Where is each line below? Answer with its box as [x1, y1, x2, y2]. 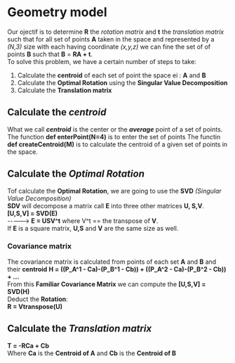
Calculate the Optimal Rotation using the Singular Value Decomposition [17, 78, 228, 87]
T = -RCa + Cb [7, 341, 50, 350]
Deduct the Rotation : [7, 295, 68, 303]
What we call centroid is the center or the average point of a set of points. [7, 125, 223, 134]
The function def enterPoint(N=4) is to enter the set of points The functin [7, 132, 221, 141]
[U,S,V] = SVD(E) [7, 209, 58, 217]
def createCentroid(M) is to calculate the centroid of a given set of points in [7, 140, 228, 148]
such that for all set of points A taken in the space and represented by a [7, 34, 215, 43]
